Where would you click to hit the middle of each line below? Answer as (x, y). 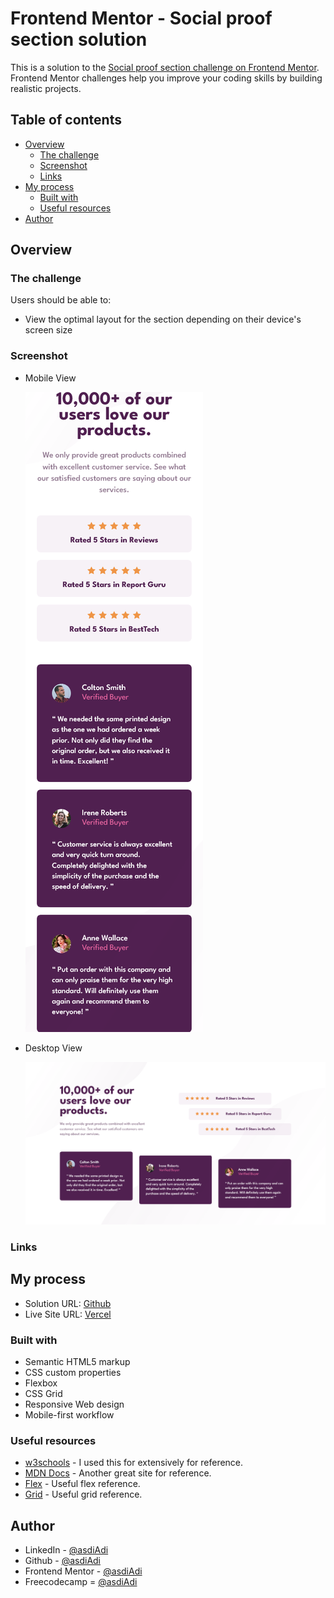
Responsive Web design (74, 1404)
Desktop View (53, 1048)
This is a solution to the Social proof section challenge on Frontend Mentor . (165, 67)
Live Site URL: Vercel (68, 1314)
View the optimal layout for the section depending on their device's (163, 319)
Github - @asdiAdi (63, 1561)
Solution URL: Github (68, 1303)
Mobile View (50, 378)
